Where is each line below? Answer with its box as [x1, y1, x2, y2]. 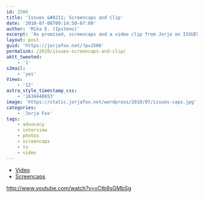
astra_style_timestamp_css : [6, 88, 78, 94]
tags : [6, 116, 20, 122]
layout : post [6, 37, 39, 43]
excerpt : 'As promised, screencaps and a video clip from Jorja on [6, 31, 181, 38]
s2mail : [6, 65, 26, 71]
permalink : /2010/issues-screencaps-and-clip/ [6, 48, 126, 54]
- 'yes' [17, 71, 36, 77]
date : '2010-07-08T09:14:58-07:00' [6, 20, 97, 26]
